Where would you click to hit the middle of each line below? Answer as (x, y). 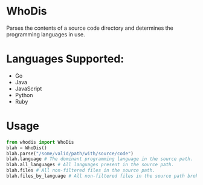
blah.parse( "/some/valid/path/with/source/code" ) (70, 153)
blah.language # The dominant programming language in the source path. (100, 159)
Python (24, 95)
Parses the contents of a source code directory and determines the (90, 28)
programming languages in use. (46, 34)
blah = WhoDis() (27, 148)
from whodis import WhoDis (40, 142)
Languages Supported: (65, 59)
